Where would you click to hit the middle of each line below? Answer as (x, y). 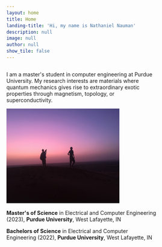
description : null (29, 32)
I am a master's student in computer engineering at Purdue (79, 74)
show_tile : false (28, 51)
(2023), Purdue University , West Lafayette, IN (64, 219)
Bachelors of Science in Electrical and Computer (67, 231)
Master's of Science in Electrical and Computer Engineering (81, 212)
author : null (23, 45)
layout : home (23, 13)
